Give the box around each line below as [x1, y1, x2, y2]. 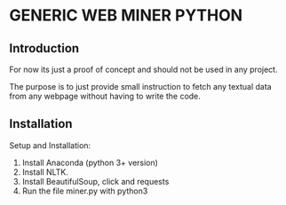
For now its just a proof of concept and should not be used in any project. [9, 64, 278, 75]
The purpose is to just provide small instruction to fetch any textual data [9, 82, 273, 91]
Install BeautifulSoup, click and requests [21, 176, 170, 186]
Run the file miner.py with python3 [21, 185, 148, 196]
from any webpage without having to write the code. [9, 91, 202, 101]
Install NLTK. [21, 166, 69, 177]
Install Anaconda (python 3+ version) [21, 157, 158, 168]
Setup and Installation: [9, 139, 91, 151]
